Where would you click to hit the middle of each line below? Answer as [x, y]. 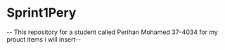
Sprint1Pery [41, 13]
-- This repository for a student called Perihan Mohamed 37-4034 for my [112, 32]
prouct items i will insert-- [44, 39]
